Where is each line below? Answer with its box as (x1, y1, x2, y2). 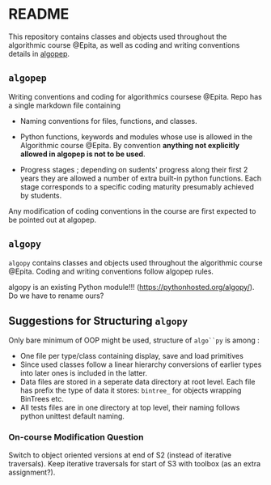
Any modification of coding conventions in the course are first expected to (8, 206, 256, 215)
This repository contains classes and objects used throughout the (8, 32, 227, 41)
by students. (19, 190, 62, 200)
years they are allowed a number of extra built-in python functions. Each (19, 173, 262, 183)
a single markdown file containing (8, 100, 121, 110)
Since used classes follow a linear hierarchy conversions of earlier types (19, 359, 262, 369)
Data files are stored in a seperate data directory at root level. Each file (19, 377, 256, 387)
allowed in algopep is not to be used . (19, 149, 146, 159)
